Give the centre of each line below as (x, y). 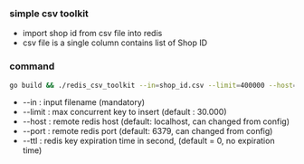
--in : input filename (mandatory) (84, 102)
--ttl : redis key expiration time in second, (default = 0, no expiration (148, 141)
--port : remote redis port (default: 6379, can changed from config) (147, 131)
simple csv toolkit (49, 14)
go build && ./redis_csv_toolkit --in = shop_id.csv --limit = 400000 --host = (153, 85)
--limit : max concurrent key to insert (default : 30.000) (125, 112)
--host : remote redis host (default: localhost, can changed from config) (156, 121)
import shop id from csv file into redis (92, 34)
